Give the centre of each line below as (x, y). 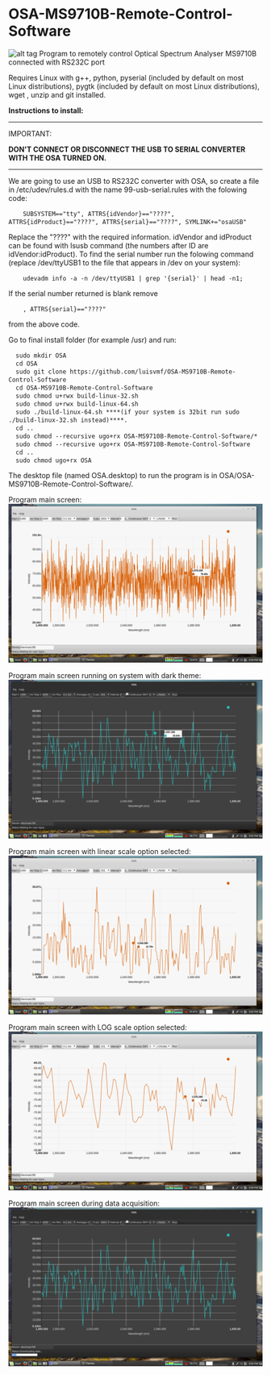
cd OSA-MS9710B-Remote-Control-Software (84, 388)
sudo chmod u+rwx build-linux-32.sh (77, 396)
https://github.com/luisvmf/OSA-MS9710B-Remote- (153, 372)
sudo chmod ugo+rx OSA (54, 460)
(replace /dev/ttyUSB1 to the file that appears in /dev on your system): (124, 262)
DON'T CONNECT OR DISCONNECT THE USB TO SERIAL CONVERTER (127, 149)
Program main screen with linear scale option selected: (100, 851)
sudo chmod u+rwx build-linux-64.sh (77, 404)
